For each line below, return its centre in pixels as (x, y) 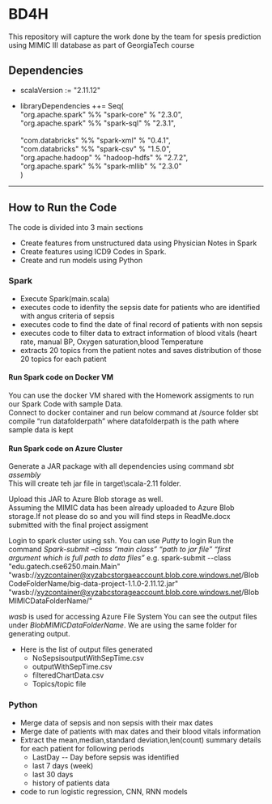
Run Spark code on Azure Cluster (66, 448)
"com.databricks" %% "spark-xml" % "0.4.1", (96, 140)
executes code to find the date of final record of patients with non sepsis (141, 324)
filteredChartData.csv (68, 675)
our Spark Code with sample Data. (66, 404)
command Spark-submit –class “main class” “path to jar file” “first (120, 549)
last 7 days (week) (63, 765)
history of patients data (71, 783)
